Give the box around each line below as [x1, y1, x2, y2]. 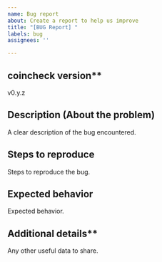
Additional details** [7, 227, 98, 239]
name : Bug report [7, 10, 59, 18]
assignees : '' [7, 37, 50, 44]
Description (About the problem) [7, 109, 156, 121]
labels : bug [7, 30, 43, 38]
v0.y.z [7, 88, 26, 97]
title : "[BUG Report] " [7, 23, 79, 31]
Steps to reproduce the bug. [7, 167, 91, 176]
